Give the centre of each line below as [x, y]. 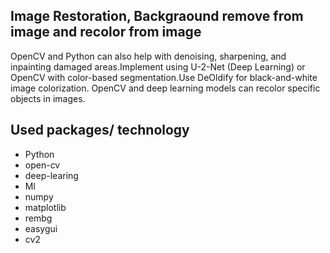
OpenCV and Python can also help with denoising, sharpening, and [148, 56]
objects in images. [48, 98]
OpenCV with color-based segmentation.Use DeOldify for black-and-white [164, 77]
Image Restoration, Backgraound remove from [157, 16]
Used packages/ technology [100, 130]
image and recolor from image [106, 32]
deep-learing [51, 175]
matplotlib [45, 207]
